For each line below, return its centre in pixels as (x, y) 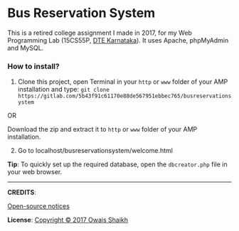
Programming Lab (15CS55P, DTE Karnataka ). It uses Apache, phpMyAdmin (118, 40)
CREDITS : (22, 193)
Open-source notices (38, 206)
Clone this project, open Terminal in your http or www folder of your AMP (123, 82)
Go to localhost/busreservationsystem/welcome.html (95, 151)
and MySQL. (26, 48)
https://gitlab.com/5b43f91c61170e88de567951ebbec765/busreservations (124, 96)
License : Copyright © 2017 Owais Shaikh (68, 220)
